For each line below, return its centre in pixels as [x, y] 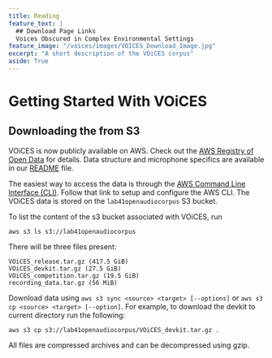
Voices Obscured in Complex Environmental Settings [105, 39]
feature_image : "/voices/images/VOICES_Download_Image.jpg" [112, 46]
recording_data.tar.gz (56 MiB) [63, 283]
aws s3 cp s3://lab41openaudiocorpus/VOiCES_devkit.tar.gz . [114, 330]
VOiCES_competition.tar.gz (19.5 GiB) [74, 276]
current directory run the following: [67, 315]
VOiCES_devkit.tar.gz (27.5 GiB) [65, 269]
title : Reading [34, 16]
